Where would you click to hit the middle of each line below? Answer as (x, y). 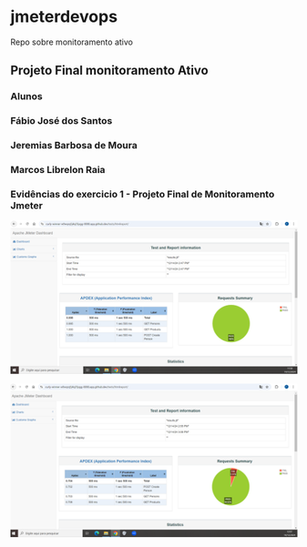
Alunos (27, 96)
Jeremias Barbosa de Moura (74, 146)
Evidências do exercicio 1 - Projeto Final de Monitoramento (143, 194)
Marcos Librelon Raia (58, 170)
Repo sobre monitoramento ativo (72, 42)
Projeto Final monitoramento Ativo (109, 71)
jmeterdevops (64, 17)
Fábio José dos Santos (61, 121)
